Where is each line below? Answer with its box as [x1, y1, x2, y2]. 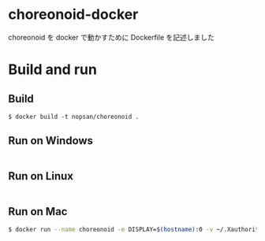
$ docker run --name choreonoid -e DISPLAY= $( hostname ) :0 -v [8, 226, 214, 234]
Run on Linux [8, 169, 73, 183]
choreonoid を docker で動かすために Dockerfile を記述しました [8, 32, 215, 42]
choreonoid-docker [8, 6, 139, 24]
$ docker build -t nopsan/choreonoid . [8, 113, 140, 120]
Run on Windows [8, 134, 93, 147]
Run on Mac [8, 205, 68, 218]
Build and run [8, 61, 97, 79]
